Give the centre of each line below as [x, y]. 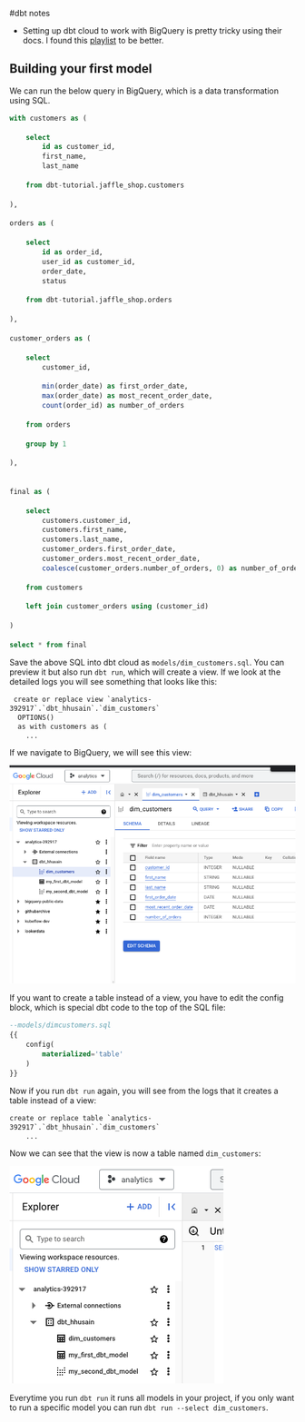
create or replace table [56, 1118]
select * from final [49, 645]
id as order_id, [73, 252]
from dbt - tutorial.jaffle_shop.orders [99, 300]
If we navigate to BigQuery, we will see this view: [101, 752]
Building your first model [81, 69]
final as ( [30, 491]
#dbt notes [30, 13]
